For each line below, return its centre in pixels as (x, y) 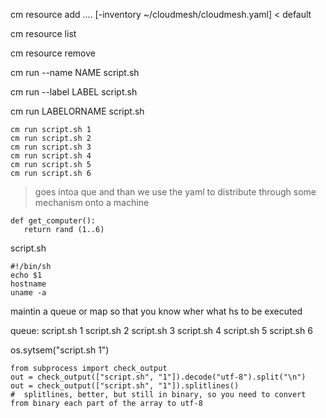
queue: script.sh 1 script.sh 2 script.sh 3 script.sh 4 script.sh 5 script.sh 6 (161, 330)
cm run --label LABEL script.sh (74, 92)
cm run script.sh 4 (51, 156)
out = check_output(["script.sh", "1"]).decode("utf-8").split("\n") (158, 377)
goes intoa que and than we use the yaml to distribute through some (175, 192)
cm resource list (43, 33)
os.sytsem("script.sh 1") (60, 350)
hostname (28, 284)
